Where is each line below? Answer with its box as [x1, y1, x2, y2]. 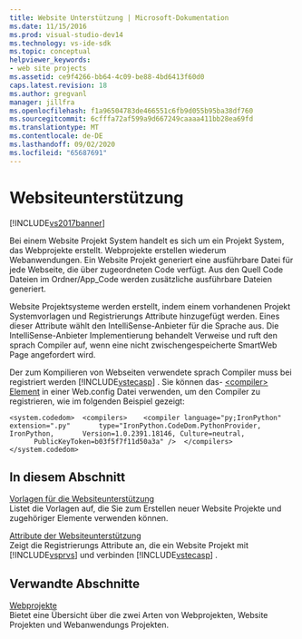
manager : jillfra [9, 97, 75, 107]
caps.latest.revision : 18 [9, 81, 107, 90]
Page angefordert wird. [9, 349, 96, 359]
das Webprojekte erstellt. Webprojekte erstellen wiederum [9, 244, 227, 255]
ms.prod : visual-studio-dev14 [9, 30, 124, 39]
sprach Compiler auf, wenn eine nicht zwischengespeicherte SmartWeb [9, 339, 278, 350]
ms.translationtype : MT [9, 123, 100, 133]
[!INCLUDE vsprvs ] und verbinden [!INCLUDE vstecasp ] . [9, 550, 218, 561]
